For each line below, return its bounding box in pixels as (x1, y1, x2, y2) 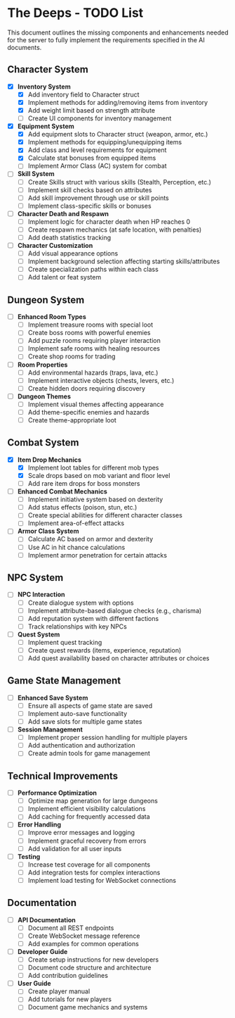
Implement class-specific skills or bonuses (27, 201, 152, 210)
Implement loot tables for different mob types (27, 463, 159, 472)
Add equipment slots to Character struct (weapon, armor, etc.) (27, 130, 208, 139)
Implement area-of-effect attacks (27, 519, 125, 527)
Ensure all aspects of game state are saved (27, 701, 153, 710)
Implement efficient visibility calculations (27, 805, 146, 813)
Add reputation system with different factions (27, 614, 159, 622)
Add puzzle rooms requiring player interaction (27, 337, 161, 345)
